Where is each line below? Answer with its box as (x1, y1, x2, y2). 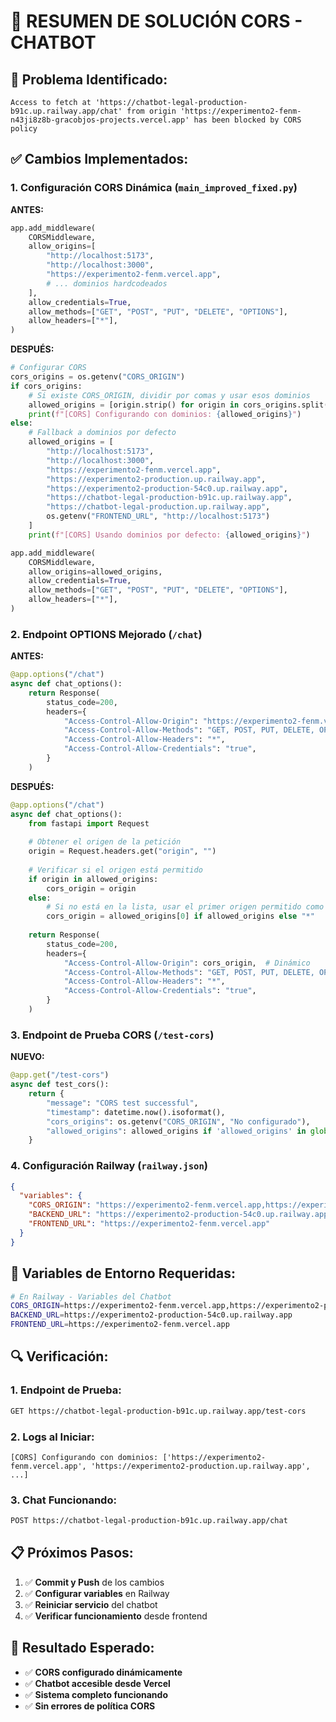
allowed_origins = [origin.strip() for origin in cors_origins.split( (28, 400, 329, 410)
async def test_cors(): (10, 1080, 110, 1090)
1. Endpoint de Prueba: (10, 1383, 122, 1397)
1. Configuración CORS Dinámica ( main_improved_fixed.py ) (10, 181, 298, 195)
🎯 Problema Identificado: (10, 71, 168, 88)
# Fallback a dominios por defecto (28, 428, 177, 438)
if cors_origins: (10, 381, 83, 391)
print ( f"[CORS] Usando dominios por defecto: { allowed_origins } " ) (28, 530, 311, 540)
